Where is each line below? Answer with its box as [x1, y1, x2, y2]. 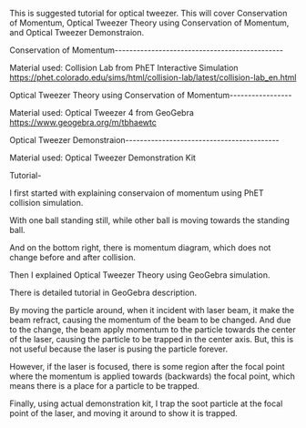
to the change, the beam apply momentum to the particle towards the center [9, 324, 296, 335]
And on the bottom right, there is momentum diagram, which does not [9, 242, 271, 253]
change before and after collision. [9, 252, 137, 262]
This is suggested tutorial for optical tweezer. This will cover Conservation [9, 8, 288, 18]
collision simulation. [9, 198, 84, 208]
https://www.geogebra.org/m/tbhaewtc [9, 117, 157, 127]
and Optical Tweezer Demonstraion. [9, 27, 144, 37]
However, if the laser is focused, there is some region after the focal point [9, 362, 285, 372]
